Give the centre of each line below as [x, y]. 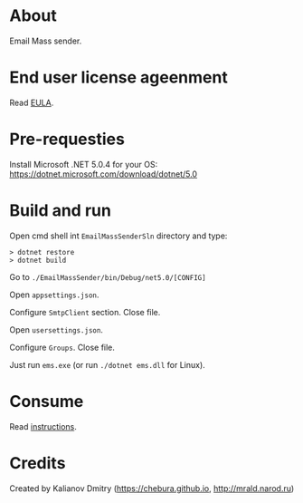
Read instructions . [43, 426]
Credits [38, 463]
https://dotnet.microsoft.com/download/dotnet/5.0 [103, 174]
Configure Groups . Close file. [62, 347]
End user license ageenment [118, 77]
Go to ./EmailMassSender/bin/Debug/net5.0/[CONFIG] [108, 276]
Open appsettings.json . [54, 295]
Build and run [60, 210]
